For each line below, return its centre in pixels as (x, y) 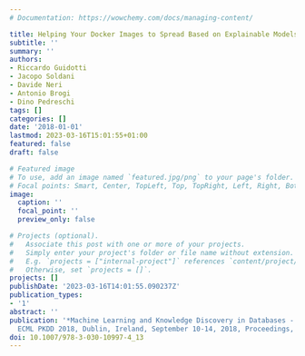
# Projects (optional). (54, 236)
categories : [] (38, 119)
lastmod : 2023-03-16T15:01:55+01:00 (79, 136)
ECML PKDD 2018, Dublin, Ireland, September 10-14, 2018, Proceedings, (156, 329)
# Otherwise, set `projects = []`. (81, 270)
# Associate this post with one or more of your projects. (128, 244)
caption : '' (40, 203)
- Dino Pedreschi (42, 102)
